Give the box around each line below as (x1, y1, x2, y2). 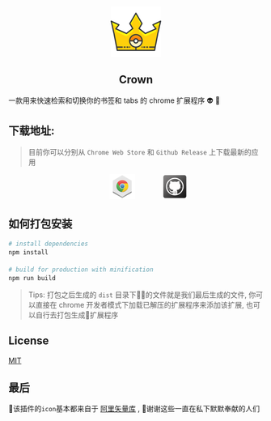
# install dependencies (8, 240, 89, 249)
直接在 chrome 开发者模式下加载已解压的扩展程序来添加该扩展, (35, 300, 244, 309)
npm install (8, 249, 49, 257)
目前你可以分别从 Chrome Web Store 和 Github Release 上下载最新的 (28, 147, 252, 156)
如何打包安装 (8, 217, 73, 231)
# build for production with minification (8, 266, 154, 274)
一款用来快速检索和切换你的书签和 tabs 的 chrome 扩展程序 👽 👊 (8, 96, 221, 105)
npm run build (8, 274, 57, 282)
